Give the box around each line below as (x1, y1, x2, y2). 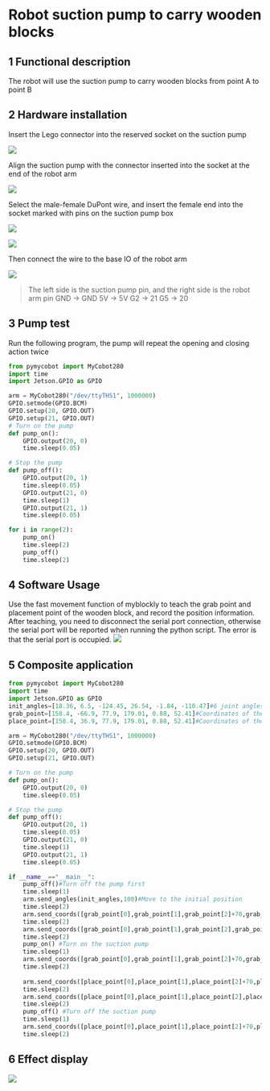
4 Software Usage (8, 578, 100, 592)
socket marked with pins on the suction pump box (8, 208, 174, 218)
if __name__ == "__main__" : (8, 872, 95, 881)
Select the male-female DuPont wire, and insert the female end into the (8, 199, 243, 209)
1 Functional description (8, 55, 131, 69)
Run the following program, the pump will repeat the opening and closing (8, 338, 250, 348)
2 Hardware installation (8, 108, 128, 122)
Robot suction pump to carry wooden (8, 6, 262, 24)
